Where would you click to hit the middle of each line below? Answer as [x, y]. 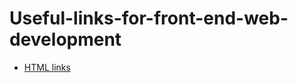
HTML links [47, 67]
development [65, 39]
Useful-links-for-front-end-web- [149, 18]
